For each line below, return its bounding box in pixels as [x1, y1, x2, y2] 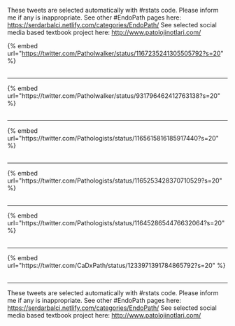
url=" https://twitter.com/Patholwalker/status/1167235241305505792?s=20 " [7, 49, 224, 57]
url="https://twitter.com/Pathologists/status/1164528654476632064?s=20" [7, 219, 225, 227]
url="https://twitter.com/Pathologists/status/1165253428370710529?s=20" [7, 176, 222, 185]
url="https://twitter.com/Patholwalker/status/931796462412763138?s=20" [7, 92, 221, 100]
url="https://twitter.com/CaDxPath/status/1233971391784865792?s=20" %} [7, 262, 226, 269]
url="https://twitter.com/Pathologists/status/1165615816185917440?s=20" [7, 134, 219, 142]
